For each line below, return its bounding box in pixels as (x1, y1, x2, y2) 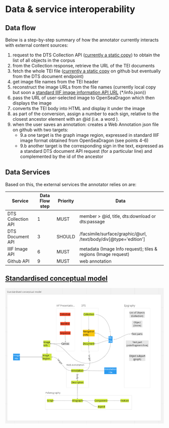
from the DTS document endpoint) (12, 73, 84, 79)
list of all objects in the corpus (12, 57, 75, 63)
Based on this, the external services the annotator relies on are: (5, 181, 137, 187)
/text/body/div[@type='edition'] (79, 236, 145, 242)
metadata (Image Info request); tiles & (79, 246, 157, 252)
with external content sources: (5, 42, 68, 48)
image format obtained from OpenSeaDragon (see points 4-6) (20, 137, 149, 143)
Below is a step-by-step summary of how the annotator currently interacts (5, 37, 159, 43)
